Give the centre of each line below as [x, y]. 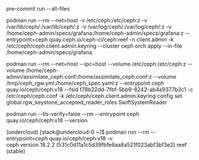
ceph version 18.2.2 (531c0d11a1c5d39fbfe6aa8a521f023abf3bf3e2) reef [96, 145]
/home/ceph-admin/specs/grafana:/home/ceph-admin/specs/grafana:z [95, 33]
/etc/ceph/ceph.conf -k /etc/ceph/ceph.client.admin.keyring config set [94, 96]
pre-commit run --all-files [38, 9]
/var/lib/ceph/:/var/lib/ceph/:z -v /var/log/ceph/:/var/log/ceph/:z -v [89, 27]
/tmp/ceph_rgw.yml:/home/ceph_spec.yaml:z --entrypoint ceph [85, 83]
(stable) [16, 151]
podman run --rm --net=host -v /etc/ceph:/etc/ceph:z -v [77, 20]
